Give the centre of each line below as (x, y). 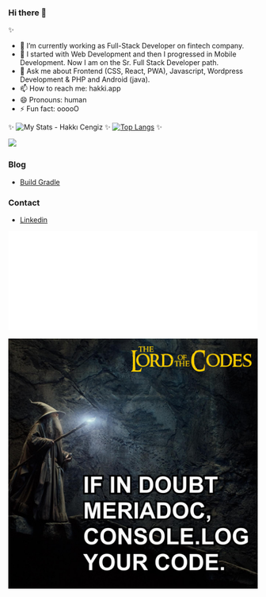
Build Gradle (40, 182)
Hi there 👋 (28, 13)
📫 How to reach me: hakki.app (70, 89)
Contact (24, 202)
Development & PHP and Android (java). (85, 79)
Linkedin (34, 220)
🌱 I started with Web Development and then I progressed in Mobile (128, 54)
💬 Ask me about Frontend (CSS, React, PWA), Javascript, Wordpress (131, 71)
